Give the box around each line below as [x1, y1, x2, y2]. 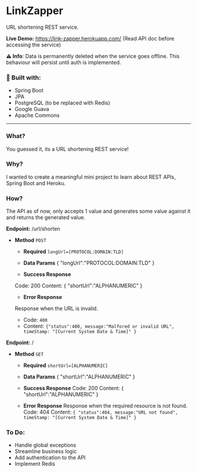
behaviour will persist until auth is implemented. [6, 59, 121, 66]
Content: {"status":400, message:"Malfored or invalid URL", [23, 323, 175, 330]
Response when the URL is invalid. [14, 305, 98, 312]
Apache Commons [14, 112, 60, 119]
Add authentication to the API [14, 454, 86, 461]
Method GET [14, 351, 44, 358]
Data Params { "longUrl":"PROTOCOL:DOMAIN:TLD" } [23, 260, 155, 267]
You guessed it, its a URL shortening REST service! [6, 145, 129, 152]
